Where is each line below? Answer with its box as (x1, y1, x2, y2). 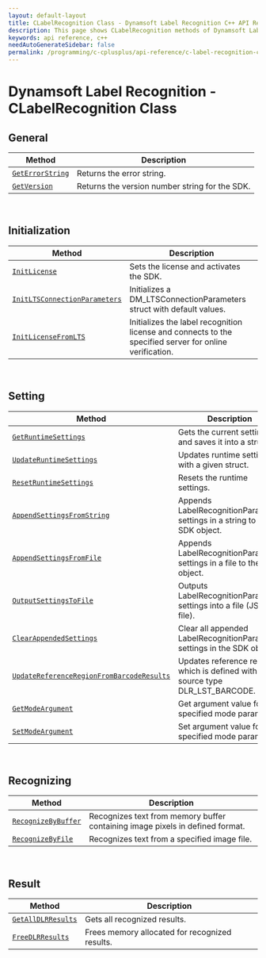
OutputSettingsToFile (12, 596, 93, 605)
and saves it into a (177, 436, 245, 447)
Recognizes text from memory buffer (89, 810, 226, 822)
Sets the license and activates (129, 261, 241, 272)
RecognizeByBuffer (12, 817, 82, 826)
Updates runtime (177, 449, 241, 460)
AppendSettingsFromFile (12, 553, 102, 562)
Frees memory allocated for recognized (84, 927, 232, 938)
